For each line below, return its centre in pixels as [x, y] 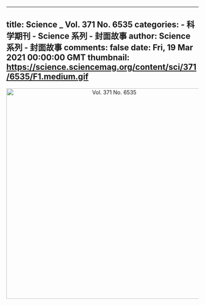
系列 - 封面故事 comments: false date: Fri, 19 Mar [100, 47]
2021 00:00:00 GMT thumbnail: [68, 58]
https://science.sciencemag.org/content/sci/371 [102, 67]
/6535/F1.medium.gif [48, 77]
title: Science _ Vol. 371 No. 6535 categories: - [95, 25]
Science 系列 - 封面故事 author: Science [114, 36]
